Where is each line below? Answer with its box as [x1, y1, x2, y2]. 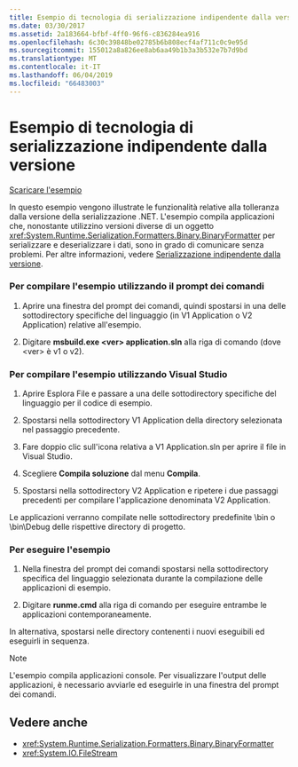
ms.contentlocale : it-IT [9, 63, 101, 72]
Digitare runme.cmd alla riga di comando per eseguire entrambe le [21, 600, 268, 611]
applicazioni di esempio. [21, 582, 111, 593]
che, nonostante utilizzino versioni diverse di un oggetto [9, 220, 215, 231]
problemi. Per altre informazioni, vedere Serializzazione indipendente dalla [9, 249, 281, 259]
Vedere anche [9, 715, 89, 730]
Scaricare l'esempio [9, 184, 82, 195]
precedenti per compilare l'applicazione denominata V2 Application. [21, 494, 271, 506]
